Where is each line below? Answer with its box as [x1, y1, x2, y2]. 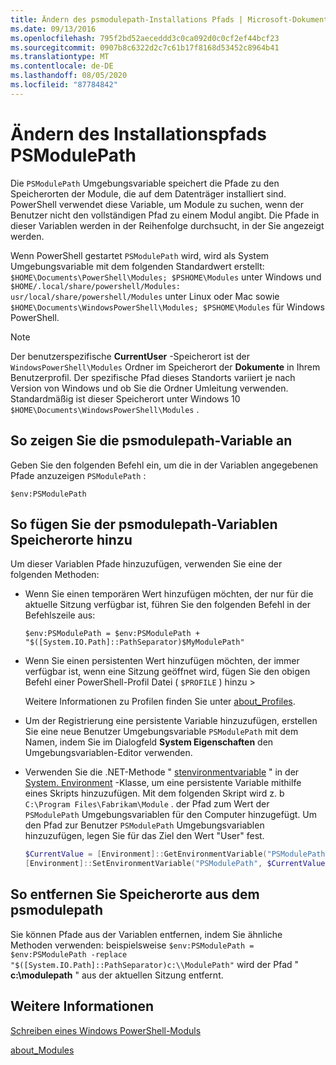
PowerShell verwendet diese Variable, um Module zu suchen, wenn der [10, 198, 305, 210]
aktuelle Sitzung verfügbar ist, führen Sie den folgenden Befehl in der [24, 599, 311, 611]
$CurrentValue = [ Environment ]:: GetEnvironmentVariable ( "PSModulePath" [24, 849, 330, 860]
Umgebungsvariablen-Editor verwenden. [24, 747, 193, 759]
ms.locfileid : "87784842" [10, 80, 118, 90]
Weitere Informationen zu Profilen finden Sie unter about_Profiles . [24, 696, 296, 708]
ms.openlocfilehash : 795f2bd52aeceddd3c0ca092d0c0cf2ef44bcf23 [10, 33, 280, 43]
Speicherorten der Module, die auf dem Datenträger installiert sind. [10, 187, 287, 200]
